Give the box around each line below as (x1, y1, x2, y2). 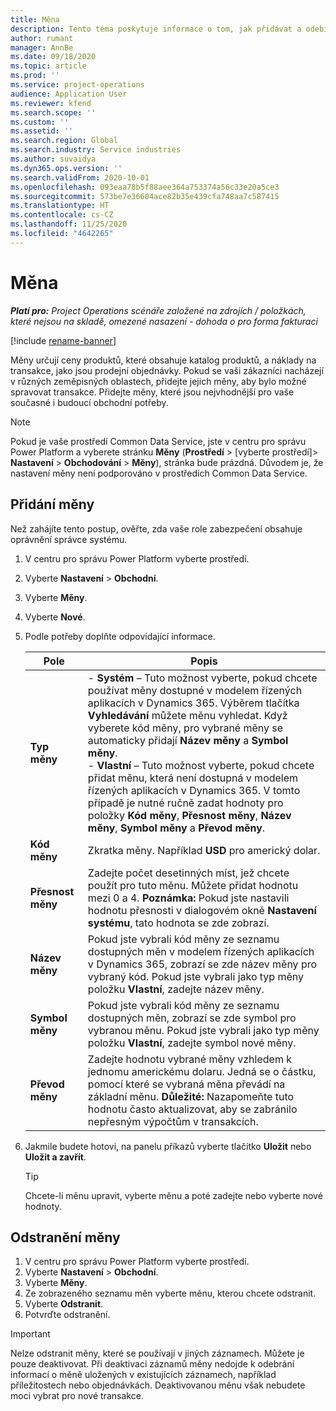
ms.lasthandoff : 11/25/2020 (10, 219, 128, 230)
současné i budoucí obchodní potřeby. (10, 396, 169, 408)
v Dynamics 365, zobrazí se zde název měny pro (87, 957, 318, 971)
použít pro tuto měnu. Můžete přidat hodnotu (87, 878, 299, 892)
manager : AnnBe (10, 42, 74, 53)
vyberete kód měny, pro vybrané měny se (87, 721, 284, 735)
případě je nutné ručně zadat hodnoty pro (87, 796, 284, 810)
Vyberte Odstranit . (24, 1298, 104, 1310)
